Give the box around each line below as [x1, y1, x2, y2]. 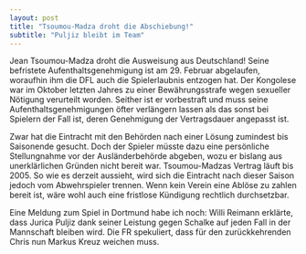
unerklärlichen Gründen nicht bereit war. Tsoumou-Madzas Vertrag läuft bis [9, 161, 294, 172]
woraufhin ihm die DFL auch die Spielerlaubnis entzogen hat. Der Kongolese [9, 75, 297, 86]
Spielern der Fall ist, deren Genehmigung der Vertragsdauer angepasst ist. [9, 113, 290, 124]
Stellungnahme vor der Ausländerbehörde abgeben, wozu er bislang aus [9, 151, 283, 162]
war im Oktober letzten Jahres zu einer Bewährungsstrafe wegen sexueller [9, 84, 291, 96]
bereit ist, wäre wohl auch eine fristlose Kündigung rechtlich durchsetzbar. [9, 189, 290, 201]
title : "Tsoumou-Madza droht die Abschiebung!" [9, 22, 195, 31]
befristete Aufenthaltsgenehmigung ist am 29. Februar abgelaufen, [9, 65, 260, 76]
